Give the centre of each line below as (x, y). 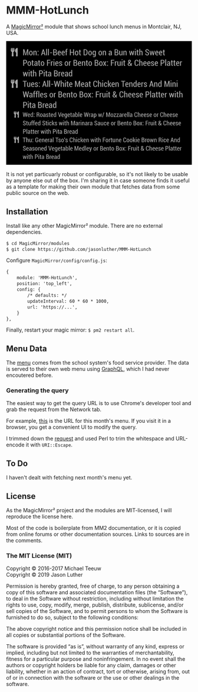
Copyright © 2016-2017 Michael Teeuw (54, 568)
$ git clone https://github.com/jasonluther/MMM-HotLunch (79, 250)
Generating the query (37, 390)
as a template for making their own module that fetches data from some (93, 187)
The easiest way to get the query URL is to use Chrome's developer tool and (99, 403)
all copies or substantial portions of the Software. (66, 635)
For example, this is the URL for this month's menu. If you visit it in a (88, 421)
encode (15, 445)
